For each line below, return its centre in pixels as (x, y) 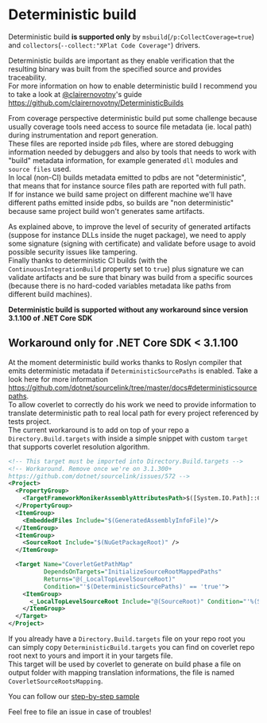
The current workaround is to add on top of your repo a (99, 430)
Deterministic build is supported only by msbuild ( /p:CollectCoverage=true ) (132, 37)
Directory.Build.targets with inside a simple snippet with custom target (128, 438)
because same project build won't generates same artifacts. (106, 211)
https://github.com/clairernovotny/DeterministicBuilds (96, 103)
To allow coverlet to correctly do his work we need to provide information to (132, 404)
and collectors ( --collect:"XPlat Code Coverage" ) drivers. (104, 45)
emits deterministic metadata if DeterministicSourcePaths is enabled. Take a (133, 371)
